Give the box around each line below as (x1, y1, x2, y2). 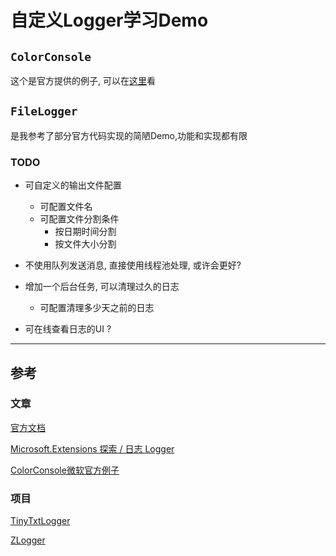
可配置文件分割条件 (39, 213, 120, 225)
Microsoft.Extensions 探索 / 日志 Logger (10, 442, 175, 455)
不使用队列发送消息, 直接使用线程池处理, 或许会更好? (24, 259, 242, 271)
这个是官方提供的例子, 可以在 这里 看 (10, 75, 156, 86)
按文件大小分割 (54, 238, 117, 250)
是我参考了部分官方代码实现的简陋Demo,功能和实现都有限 (10, 129, 248, 141)
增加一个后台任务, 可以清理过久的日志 (24, 281, 180, 293)
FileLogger (10, 104, 78, 119)
